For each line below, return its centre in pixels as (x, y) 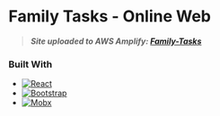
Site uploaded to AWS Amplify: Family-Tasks (116, 41)
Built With (31, 64)
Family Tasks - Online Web (110, 17)
